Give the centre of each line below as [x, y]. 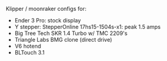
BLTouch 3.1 [30, 53]
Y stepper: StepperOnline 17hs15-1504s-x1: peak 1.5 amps [87, 27]
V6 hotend [28, 46]
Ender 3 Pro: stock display [48, 20]
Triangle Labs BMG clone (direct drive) [63, 40]
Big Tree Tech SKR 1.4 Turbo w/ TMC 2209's [71, 33]
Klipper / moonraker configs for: [46, 9]
